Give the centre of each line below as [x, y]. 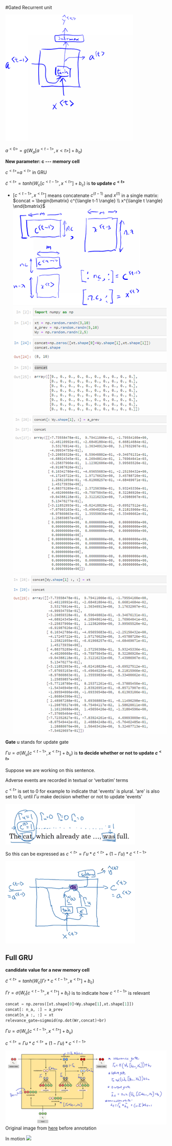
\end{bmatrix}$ [29, 206]
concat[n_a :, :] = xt [29, 1015]
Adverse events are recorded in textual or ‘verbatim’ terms [67, 780]
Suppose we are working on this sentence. [50, 771]
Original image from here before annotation [51, 1128]
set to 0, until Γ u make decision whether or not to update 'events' [74, 796]
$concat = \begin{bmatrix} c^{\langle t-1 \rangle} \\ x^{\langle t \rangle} [88, 201]
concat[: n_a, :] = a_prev [34, 1010]
